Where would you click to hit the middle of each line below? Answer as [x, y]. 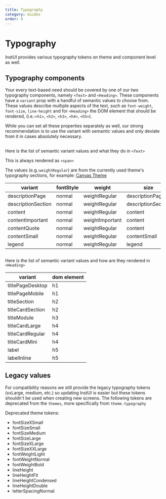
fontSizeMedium [29, 433]
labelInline [20, 358]
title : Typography [24, 10]
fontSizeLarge [26, 438]
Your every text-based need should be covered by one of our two [72, 90]
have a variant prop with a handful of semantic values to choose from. [77, 101]
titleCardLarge [24, 326]
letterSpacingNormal [33, 491]
